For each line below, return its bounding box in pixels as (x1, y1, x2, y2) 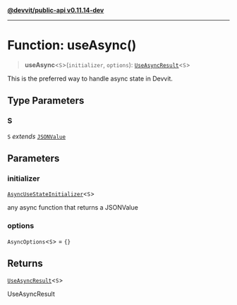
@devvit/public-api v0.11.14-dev (7, 6, 104, 14)
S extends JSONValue (7, 132, 66, 140)
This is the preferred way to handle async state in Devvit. (7, 74, 173, 83)
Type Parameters (7, 95, 85, 107)
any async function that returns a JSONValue (7, 203, 139, 212)
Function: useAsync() (7, 37, 137, 54)
